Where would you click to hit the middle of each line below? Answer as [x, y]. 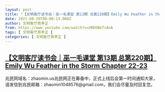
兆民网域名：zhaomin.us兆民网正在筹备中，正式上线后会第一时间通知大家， [81, 78]
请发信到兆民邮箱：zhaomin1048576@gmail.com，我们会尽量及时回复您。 [80, 84]
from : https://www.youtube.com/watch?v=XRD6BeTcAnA [59, 28]
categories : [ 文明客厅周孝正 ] [36, 37]
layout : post [18, 10]
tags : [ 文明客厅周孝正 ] [29, 32]
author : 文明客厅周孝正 [27, 23]
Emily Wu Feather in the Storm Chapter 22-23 [76, 66]
